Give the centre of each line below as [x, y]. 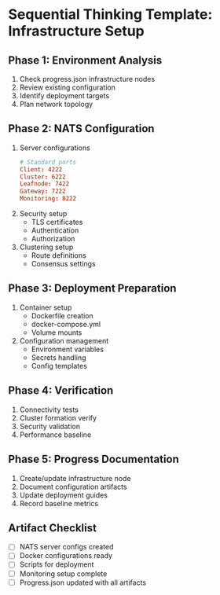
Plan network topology [56, 104]
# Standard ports [48, 162]
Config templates [59, 365]
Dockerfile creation [62, 315]
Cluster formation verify [58, 417]
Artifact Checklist [52, 528]
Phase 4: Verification [61, 391]
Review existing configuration [67, 87]
